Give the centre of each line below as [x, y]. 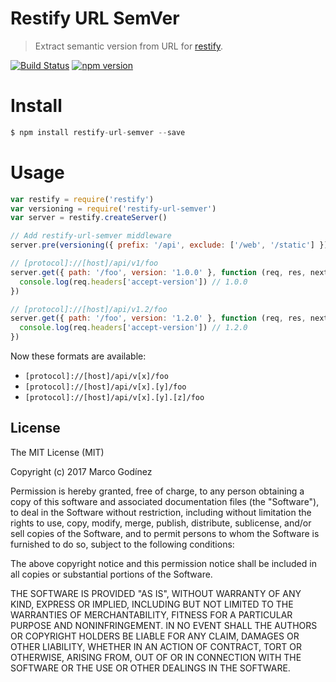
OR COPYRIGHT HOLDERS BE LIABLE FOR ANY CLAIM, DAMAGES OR [155, 636]
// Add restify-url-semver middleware [91, 236]
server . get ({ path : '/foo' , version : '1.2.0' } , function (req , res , [158, 318]
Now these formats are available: [78, 356]
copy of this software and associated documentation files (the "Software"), [165, 501]
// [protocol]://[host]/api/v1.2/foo [89, 309]
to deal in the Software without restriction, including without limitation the [161, 512]
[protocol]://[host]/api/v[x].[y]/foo [105, 387]
